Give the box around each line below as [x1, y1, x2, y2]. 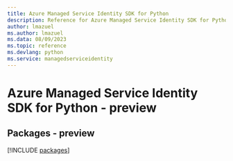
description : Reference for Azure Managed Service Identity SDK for [7, 17, 209, 24]
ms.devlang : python [7, 49, 64, 56]
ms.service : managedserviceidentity [7, 56, 113, 62]
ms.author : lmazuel [7, 29, 64, 37]
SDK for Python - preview [7, 100, 157, 115]
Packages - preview [7, 128, 95, 139]
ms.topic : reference [7, 42, 67, 49]
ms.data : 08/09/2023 [7, 36, 67, 43]
